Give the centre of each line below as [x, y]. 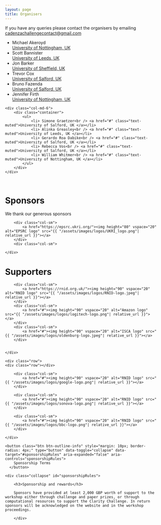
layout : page [18, 9]
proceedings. [18, 510]
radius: [13, 450]
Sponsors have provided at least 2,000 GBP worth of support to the [84, 493]
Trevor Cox [23, 73]
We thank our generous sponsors [38, 214]
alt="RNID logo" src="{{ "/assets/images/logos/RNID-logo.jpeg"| [72, 293]
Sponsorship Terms [32, 463]
